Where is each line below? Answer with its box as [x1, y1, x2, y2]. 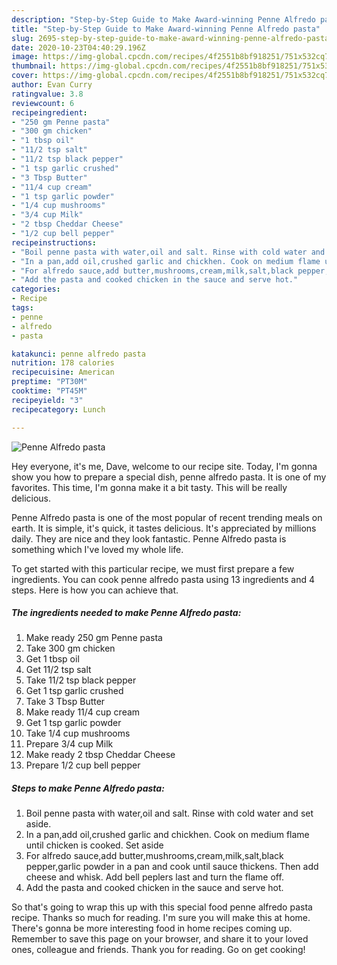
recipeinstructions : [11, 237, 98, 248]
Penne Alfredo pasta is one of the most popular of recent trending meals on [11, 511, 323, 523]
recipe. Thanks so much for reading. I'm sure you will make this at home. [11, 912, 311, 924]
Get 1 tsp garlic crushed [25, 685, 124, 697]
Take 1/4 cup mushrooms [25, 727, 131, 740]
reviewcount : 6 [11, 98, 75, 108]
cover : [11, 71, 39, 81]
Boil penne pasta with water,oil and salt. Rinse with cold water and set [25, 807, 314, 820]
